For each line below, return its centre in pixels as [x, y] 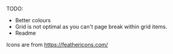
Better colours [33, 20]
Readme [25, 33]
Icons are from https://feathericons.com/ [57, 45]
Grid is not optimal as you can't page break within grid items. [91, 27]
